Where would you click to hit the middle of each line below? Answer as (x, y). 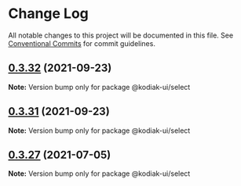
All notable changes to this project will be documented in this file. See (121, 35)
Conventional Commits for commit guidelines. (82, 43)
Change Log (48, 14)
